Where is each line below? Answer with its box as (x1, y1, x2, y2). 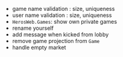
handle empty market (12, 44, 66, 51)
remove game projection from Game (12, 38, 100, 44)
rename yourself (12, 24, 54, 32)
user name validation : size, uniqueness (12, 12, 112, 19)
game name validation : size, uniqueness (12, 5, 115, 12)
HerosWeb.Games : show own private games (12, 18, 117, 25)
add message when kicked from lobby (12, 31, 109, 38)
